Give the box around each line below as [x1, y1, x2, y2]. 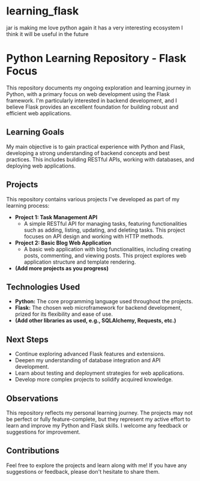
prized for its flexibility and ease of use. [14, 310, 113, 318]
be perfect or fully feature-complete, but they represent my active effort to [6, 416, 191, 423]
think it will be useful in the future [6, 30, 89, 37]
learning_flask [6, 4, 79, 18]
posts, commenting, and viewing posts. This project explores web [23, 252, 187, 259]
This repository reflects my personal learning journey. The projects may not [6, 409, 193, 416]
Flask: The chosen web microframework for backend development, [14, 304, 182, 312]
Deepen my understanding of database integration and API [14, 357, 161, 364]
